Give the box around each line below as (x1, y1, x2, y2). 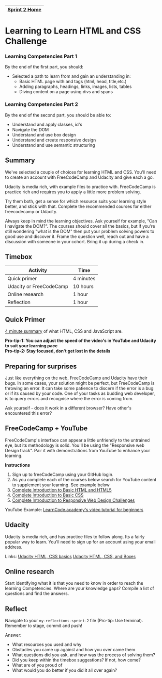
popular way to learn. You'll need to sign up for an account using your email (5, 539, 156, 544)
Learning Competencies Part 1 (5, 53, 77, 60)
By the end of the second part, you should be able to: (5, 112, 111, 118)
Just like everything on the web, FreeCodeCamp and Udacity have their (5, 375, 147, 381)
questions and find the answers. (5, 591, 69, 596)
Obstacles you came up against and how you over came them (12, 647, 135, 653)
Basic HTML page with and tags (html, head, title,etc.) (19, 79, 127, 85)
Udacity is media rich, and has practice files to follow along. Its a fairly (5, 534, 145, 540)
